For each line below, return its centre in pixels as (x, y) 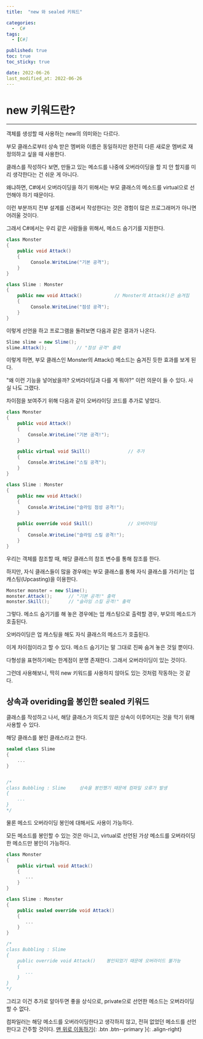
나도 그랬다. (26, 388)
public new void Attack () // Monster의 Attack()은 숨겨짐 (103, 296)
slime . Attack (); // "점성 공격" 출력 (63, 348)
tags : (13, 34)
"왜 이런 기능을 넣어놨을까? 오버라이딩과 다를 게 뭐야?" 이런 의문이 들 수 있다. (97, 380)
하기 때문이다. (38, 195)
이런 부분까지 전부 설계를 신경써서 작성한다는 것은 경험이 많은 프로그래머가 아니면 (101, 208)
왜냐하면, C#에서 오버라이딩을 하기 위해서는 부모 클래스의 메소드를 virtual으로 (97, 188)
